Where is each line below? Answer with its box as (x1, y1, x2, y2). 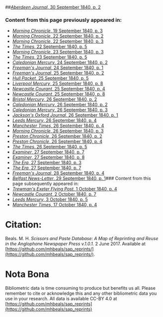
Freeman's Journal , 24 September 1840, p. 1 (12, 64, 103, 71)
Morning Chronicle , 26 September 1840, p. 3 (12, 128, 104, 134)
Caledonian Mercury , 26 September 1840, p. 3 (12, 107, 108, 113)
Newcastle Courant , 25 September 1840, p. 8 (12, 91, 105, 97)
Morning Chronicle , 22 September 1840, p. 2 (12, 33, 104, 39)
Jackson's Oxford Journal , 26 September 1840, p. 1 (12, 112, 118, 118)
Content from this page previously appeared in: (5, 16, 122, 23)
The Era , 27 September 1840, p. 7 (12, 165, 81, 171)
